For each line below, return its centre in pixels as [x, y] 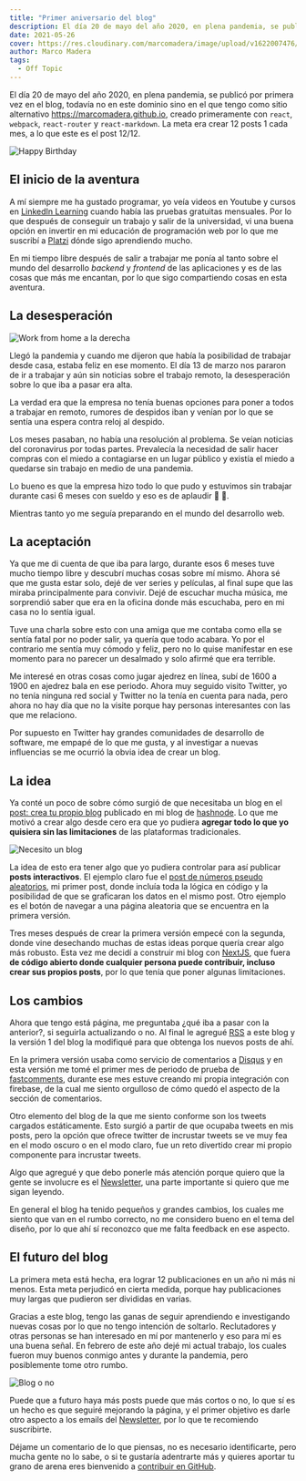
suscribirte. [31, 1429]
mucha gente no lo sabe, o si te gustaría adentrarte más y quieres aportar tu [153, 1456]
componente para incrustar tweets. [76, 1155]
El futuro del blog [59, 1257]
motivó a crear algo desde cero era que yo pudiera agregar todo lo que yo [149, 822]
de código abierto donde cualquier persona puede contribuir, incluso [143, 962]
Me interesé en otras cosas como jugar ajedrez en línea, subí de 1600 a [143, 676]
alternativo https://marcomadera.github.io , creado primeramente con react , [151, 114]
